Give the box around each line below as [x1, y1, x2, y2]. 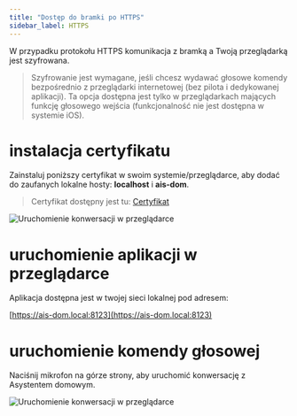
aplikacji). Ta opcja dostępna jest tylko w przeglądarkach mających [30, 90, 277, 102]
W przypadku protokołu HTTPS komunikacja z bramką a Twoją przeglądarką [9, 45, 288, 56]
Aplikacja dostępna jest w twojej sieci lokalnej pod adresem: [9, 293, 229, 304]
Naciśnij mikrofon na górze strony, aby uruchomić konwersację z [9, 370, 246, 381]
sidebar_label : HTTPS [9, 21, 90, 30]
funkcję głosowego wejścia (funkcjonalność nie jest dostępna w [30, 100, 264, 111]
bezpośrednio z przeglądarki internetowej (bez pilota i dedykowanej [30, 81, 279, 92]
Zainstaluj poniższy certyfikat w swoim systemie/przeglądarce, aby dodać [9, 170, 281, 181]
